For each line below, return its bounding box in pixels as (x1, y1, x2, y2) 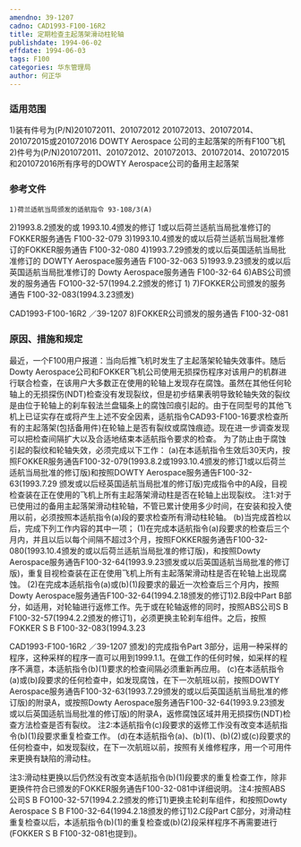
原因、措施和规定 (9, 333, 83, 346)
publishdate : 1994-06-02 (9, 38, 102, 47)
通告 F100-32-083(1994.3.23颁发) (9, 289, 134, 300)
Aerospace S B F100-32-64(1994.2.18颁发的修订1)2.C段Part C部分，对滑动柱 (9, 805, 292, 816)
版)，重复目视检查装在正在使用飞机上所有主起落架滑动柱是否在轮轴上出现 (9, 568, 279, 578)
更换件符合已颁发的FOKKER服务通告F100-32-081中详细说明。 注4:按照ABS (9, 783, 286, 793)
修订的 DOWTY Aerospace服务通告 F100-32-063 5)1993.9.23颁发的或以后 (16, 256, 291, 267)
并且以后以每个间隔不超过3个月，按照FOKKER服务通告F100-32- (32, 534, 269, 544)
